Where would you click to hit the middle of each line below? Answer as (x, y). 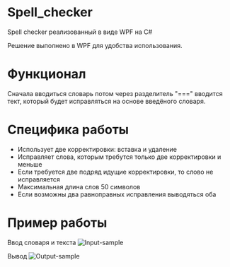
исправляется (39, 179)
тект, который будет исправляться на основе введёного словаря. (107, 101)
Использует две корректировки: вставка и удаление (97, 149)
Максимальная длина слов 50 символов (79, 186)
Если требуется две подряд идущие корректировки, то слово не (115, 172)
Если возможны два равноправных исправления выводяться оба (117, 194)
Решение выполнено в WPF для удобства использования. (95, 45)
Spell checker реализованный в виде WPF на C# (80, 32)
